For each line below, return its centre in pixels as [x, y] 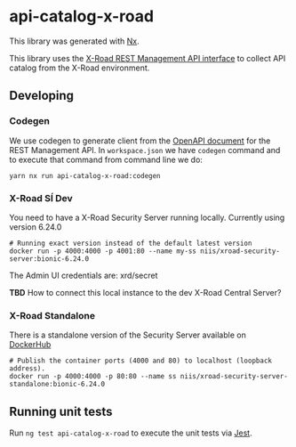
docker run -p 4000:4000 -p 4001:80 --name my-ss [103, 251]
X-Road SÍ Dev [41, 198]
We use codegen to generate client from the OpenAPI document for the [140, 141]
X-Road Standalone [52, 315]
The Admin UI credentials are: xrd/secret [84, 275]
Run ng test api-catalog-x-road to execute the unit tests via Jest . [131, 433]
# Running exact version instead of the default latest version [131, 243]
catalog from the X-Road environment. [80, 68]
